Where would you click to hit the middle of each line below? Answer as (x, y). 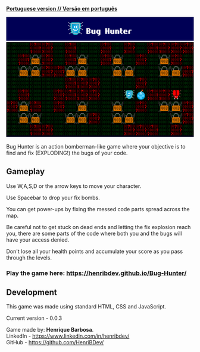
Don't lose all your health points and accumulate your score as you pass (95, 251)
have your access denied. (38, 240)
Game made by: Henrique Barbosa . (50, 330)
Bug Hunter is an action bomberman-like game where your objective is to (96, 146)
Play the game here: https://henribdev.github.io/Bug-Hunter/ (96, 273)
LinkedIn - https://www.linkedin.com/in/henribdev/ (68, 336)
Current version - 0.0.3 (34, 318)
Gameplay (26, 172)
